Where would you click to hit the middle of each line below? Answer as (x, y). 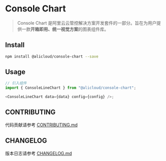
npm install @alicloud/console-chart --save (52, 56)
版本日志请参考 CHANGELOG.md (39, 153)
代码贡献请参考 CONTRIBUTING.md (41, 125)
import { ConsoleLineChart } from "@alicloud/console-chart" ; (71, 88)
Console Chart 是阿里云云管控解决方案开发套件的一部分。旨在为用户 (87, 23)
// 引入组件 (16, 83)
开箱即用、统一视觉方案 (54, 29)
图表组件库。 (96, 29)
